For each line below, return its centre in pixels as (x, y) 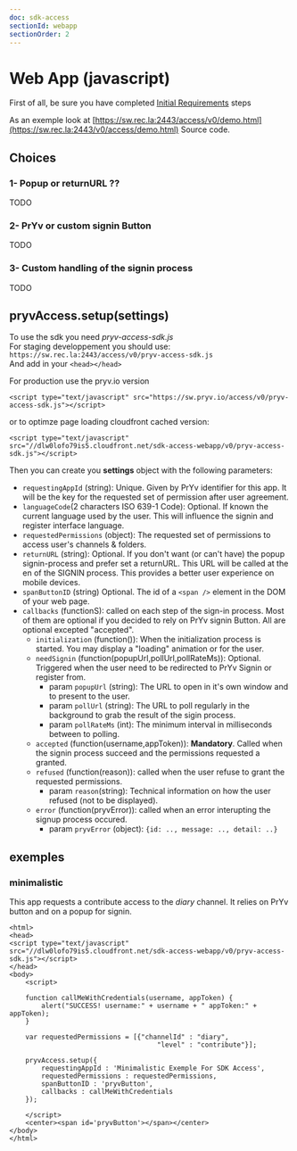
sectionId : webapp (43, 26)
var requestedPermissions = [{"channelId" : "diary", (127, 1037)
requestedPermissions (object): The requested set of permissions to (146, 535)
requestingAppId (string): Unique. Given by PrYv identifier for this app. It (154, 488)
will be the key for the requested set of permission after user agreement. (155, 497)
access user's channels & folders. (84, 544)
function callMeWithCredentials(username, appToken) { (129, 998)
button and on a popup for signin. (70, 912)
